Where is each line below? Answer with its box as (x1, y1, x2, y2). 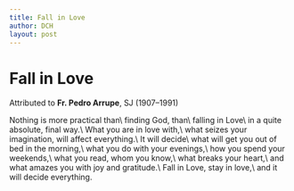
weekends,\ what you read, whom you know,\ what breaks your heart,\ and (9, 153, 285, 163)
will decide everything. (9, 171, 93, 183)
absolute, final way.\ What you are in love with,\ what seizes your (9, 124, 248, 135)
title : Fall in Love (9, 12, 86, 22)
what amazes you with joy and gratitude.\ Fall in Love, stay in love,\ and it (9, 162, 278, 173)
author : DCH (9, 21, 53, 30)
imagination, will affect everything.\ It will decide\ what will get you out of (9, 134, 278, 145)
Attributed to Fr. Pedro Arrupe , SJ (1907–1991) (9, 97, 179, 108)
